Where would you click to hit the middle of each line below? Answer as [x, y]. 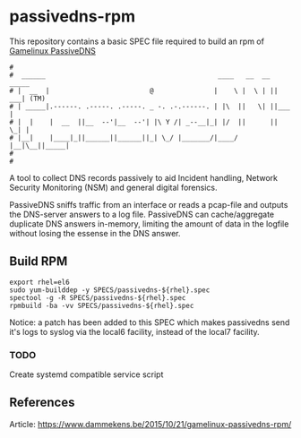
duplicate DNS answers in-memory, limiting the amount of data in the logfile [149, 223]
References [42, 403]
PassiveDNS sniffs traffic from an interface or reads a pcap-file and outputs [149, 204]
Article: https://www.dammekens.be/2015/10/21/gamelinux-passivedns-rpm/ [150, 424]
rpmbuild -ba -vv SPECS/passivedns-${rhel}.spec [102, 305]
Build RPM [39, 262]
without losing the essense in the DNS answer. [95, 233]
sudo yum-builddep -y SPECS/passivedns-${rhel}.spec [110, 290]
